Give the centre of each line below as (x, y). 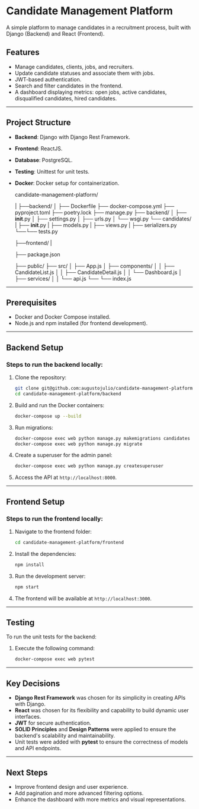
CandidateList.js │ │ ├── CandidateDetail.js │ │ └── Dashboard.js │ (98, 272)
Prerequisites (31, 302)
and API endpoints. (38, 748)
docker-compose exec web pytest (54, 659)
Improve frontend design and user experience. (71, 786)
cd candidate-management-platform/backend (68, 394)
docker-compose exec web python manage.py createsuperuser (89, 466)
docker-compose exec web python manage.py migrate (78, 444)
